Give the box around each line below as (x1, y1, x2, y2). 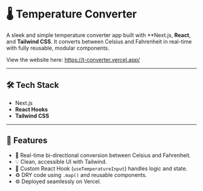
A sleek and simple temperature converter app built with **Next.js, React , (6, 31, 192, 39)
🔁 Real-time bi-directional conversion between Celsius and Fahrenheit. (14, 152, 192, 159)
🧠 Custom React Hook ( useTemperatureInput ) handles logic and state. (14, 164, 188, 172)
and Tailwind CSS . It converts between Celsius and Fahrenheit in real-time (6, 38, 192, 45)
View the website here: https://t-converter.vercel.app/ (6, 56, 140, 63)
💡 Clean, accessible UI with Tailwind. (14, 158, 107, 165)
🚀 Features (6, 135, 48, 146)
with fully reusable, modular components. (6, 44, 110, 52)
